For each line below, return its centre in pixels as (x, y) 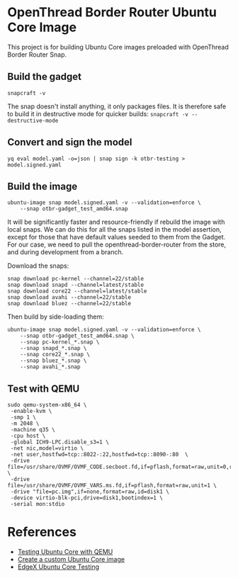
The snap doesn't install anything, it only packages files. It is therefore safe (117, 106)
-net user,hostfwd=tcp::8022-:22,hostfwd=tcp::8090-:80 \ (100, 455)
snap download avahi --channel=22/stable (69, 297)
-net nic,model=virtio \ (47, 448)
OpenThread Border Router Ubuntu (112, 12)
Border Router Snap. (37, 55)
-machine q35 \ (33, 430)
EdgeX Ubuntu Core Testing (58, 567)
